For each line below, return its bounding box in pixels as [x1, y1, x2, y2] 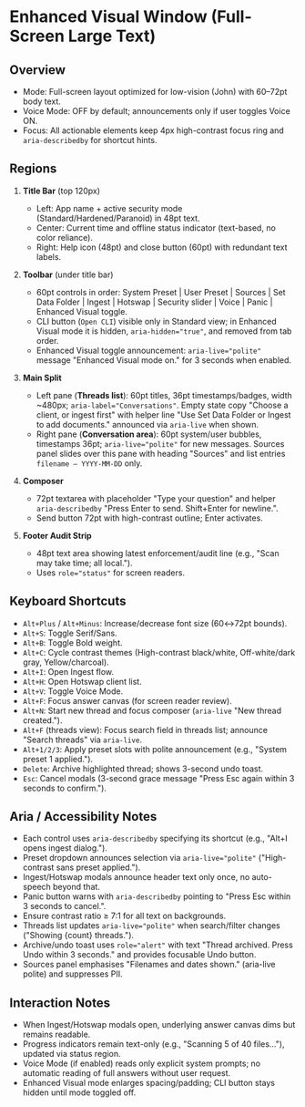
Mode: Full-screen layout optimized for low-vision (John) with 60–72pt [22, 87, 288, 97]
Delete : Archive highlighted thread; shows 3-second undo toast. [22, 763, 264, 774]
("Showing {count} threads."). [22, 930, 135, 941]
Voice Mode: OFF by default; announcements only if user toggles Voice [22, 106, 291, 116]
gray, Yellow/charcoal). [22, 657, 109, 667]
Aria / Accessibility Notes [9, 809, 158, 824]
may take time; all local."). [36, 557, 134, 568]
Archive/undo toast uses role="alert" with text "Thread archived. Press [22, 939, 293, 950]
